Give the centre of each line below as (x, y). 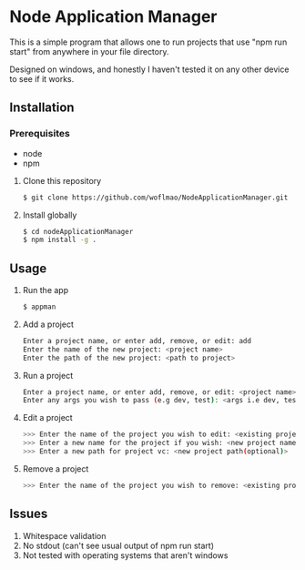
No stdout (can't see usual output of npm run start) (118, 545)
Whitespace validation (64, 535)
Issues (29, 514)
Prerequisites (40, 134)
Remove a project (56, 468)
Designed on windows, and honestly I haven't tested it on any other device (149, 69)
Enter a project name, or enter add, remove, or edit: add (137, 341)
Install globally (50, 215)
